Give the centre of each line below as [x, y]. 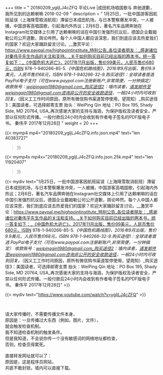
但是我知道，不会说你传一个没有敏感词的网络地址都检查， [62, 338]
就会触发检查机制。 [24, 326]
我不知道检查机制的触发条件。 [35, 332]
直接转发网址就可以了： [28, 356]
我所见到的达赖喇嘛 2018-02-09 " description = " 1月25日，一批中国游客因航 [81, 14]
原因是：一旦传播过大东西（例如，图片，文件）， [53, 320]
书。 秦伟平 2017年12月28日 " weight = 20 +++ [52, 123]
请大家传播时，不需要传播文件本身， [41, 314]
